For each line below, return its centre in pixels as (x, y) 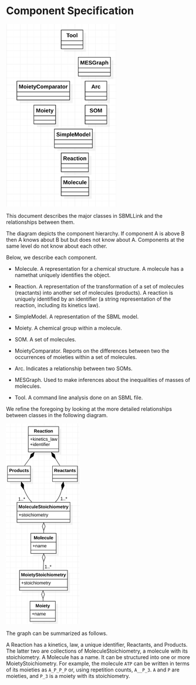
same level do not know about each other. (57, 246)
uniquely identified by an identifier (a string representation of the (93, 299)
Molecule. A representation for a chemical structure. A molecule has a (99, 269)
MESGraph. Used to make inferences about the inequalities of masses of (102, 380)
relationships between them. (40, 222)
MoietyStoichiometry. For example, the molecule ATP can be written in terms (98, 663)
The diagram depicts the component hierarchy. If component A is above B (95, 234)
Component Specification (70, 11)
